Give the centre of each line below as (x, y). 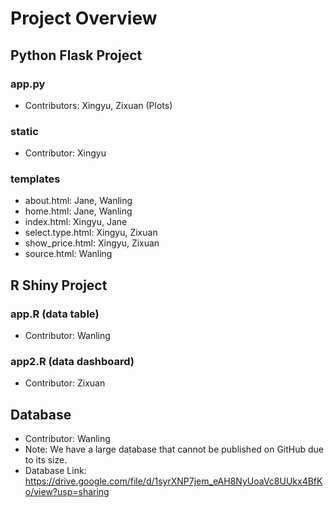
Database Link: (55, 471)
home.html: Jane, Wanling (78, 211)
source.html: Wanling (68, 254)
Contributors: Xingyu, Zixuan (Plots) (98, 105)
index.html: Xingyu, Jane (76, 222)
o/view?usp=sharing (67, 492)
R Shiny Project (59, 285)
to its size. (46, 460)
